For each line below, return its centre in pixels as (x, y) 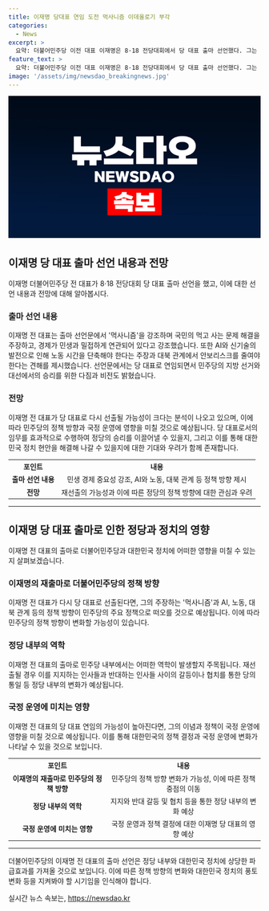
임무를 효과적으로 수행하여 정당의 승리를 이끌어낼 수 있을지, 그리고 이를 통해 (126, 437)
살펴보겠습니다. (40, 560)
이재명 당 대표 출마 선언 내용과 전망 (88, 262)
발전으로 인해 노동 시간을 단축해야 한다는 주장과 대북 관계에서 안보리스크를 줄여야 (134, 355)
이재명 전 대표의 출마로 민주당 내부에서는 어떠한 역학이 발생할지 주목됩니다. (125, 664)
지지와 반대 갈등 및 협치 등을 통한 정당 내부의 (179, 801)
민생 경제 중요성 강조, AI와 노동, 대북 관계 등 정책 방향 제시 (157, 480)
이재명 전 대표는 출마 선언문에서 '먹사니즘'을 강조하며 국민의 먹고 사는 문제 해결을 (134, 335)
